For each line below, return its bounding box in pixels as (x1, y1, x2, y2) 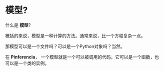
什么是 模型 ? (5, 22, 31, 28)
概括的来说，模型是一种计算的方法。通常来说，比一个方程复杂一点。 (5, 32, 145, 38)
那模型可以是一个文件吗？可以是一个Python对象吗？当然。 (5, 43, 125, 49)
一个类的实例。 (18, 60, 49, 66)
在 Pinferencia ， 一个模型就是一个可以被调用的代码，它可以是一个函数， (5, 53, 155, 60)
